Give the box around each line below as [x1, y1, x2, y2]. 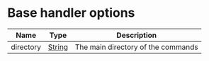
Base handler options [7, 5, 135, 21]
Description [116, 30, 157, 40]
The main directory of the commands [74, 42, 198, 52]
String [47, 42, 69, 52]
